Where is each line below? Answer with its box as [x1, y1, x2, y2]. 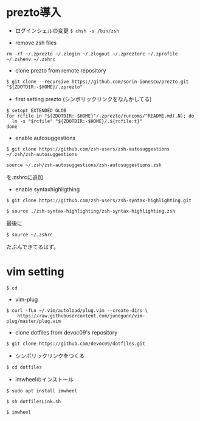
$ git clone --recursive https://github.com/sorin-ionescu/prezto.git [6, 79, 189, 85]
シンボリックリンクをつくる [15, 352, 85, 359]
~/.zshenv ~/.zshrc [6, 56, 56, 62]
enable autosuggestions [15, 134, 76, 141]
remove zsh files [15, 39, 57, 46]
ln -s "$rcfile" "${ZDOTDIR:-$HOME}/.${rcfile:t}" [12, 118, 143, 124]
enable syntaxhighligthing [15, 185, 80, 193]
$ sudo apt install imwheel [6, 387, 78, 394]
